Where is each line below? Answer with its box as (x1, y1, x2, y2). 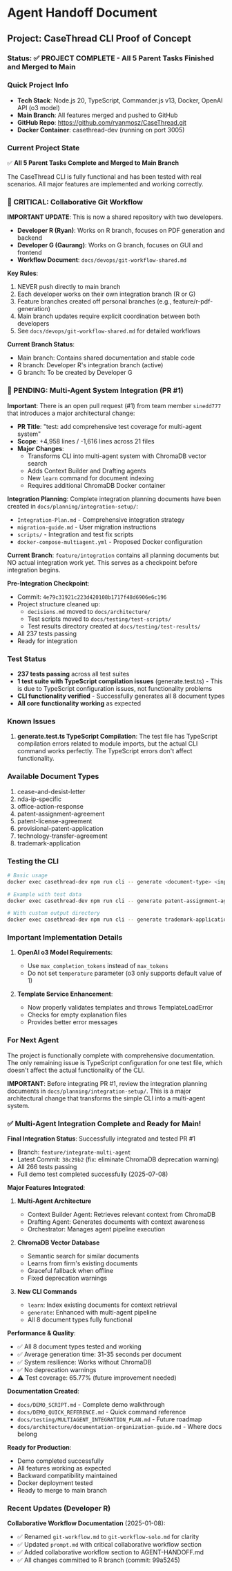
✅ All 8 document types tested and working (17, 1342, 142, 1351)
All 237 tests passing (17, 629, 77, 638)
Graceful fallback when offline (27, 1267, 114, 1275)
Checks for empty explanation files (27, 1010, 127, 1019)
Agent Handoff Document (7, 5, 157, 21)
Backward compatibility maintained (17, 1471, 117, 1480)
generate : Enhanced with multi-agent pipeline (27, 1308, 157, 1317)
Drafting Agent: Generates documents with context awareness (27, 1218, 205, 1226)
